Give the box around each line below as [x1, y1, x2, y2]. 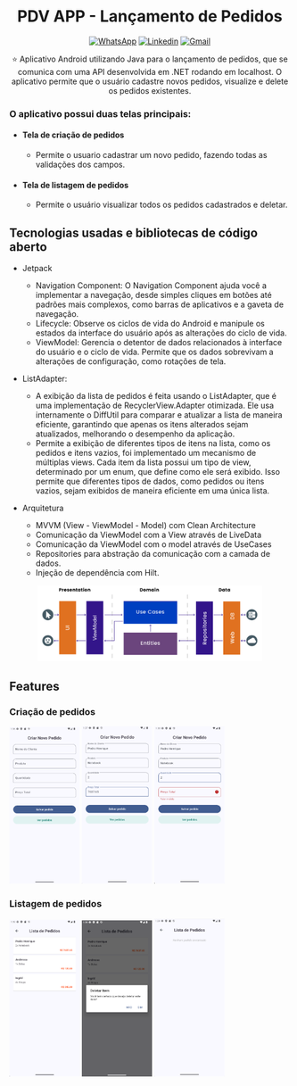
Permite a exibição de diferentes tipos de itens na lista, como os [35, 438, 271, 449]
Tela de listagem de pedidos [21, 179, 129, 190]
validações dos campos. [35, 159, 126, 170]
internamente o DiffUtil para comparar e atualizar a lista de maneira [35, 410, 283, 420]
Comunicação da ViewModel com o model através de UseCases [35, 539, 272, 550]
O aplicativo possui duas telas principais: [9, 107, 192, 120]
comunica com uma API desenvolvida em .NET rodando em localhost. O [17, 66, 283, 77]
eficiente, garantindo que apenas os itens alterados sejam [35, 419, 249, 430]
